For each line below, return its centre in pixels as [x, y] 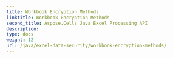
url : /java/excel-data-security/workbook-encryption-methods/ [86, 46]
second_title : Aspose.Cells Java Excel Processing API [77, 23]
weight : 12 [20, 40]
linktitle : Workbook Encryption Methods [58, 18]
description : [23, 29]
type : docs [20, 34]
